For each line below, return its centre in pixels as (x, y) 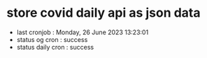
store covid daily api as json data (103, 13)
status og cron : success (52, 39)
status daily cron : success (55, 47)
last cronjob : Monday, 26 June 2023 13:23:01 (83, 32)
